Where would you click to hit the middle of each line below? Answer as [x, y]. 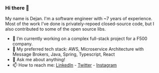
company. [23, 44]
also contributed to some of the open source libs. [55, 29]
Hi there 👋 [17, 8]
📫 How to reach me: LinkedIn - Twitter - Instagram [65, 65]
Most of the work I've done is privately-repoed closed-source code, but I [80, 24]
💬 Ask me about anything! [39, 60]
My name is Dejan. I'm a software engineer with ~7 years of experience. [79, 19]
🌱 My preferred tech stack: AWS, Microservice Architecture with [78, 49]
